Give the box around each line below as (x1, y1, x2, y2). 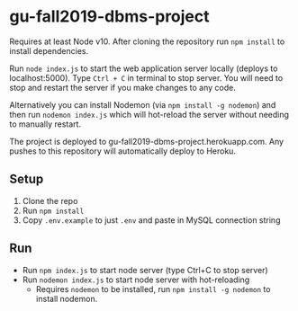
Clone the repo (22, 195, 78, 206)
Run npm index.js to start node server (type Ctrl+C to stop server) (22, 264, 268, 275)
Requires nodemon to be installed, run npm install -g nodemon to (35, 283, 271, 294)
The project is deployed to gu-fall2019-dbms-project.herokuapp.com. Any (9, 136, 284, 147)
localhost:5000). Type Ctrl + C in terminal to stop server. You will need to (9, 72, 284, 83)
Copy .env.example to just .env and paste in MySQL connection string (22, 214, 281, 226)
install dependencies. (9, 45, 88, 56)
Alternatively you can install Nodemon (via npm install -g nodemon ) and (9, 99, 276, 110)
